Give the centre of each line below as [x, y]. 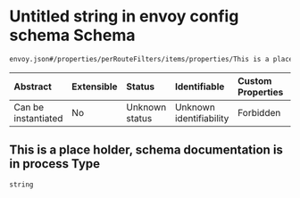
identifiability [202, 118]
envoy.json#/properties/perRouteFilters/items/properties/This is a [139, 59]
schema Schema [72, 35]
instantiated [38, 118]
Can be [29, 107]
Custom [255, 80]
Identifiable [200, 87]
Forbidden [259, 112]
